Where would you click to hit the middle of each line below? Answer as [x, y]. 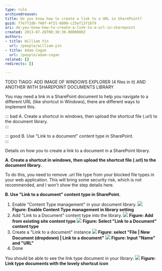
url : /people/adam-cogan [34, 55]
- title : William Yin [27, 41]
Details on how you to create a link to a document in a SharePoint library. [78, 151]
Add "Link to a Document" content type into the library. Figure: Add [83, 216]
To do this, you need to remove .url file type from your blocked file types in [80, 175]
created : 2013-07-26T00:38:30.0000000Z [45, 32]
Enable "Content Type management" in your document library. [74, 204]
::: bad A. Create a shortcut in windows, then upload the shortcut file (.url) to [81, 116]
